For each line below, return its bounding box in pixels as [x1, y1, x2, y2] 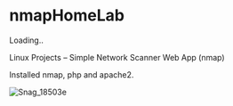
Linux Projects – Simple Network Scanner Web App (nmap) [9, 52, 225, 62]
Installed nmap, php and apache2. [9, 69, 134, 80]
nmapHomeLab [9, 5, 125, 26]
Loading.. [9, 35, 44, 45]
